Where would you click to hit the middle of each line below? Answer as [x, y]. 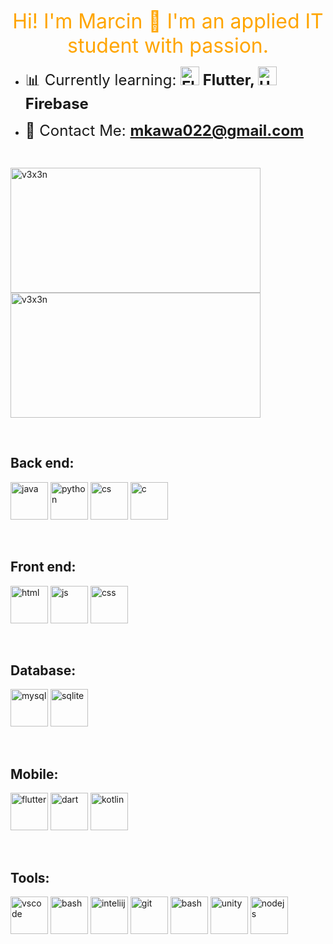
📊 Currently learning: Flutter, [139, 79]
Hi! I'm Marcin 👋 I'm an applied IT [168, 21]
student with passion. [168, 45]
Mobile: [34, 774]
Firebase [56, 103]
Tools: [30, 877]
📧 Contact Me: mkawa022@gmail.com [164, 130]
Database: [43, 670]
